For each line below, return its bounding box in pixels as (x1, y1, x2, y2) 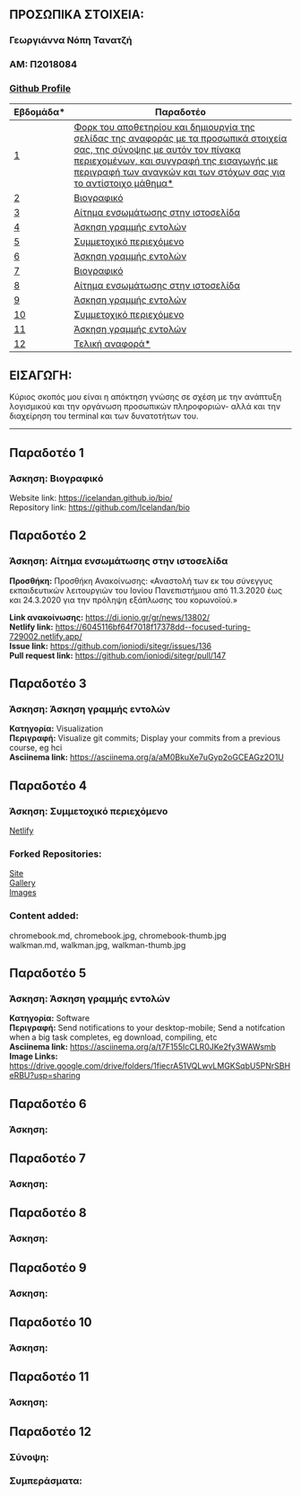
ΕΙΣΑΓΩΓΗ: (9, 367, 73, 383)
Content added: (9, 910, 79, 922)
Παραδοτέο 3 (9, 676, 87, 691)
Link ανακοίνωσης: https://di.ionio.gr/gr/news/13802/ (9, 612, 211, 622)
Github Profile (9, 83, 72, 95)
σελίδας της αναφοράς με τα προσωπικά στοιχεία (73, 132, 288, 145)
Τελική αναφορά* (73, 337, 151, 349)
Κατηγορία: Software (9, 1013, 90, 1024)
